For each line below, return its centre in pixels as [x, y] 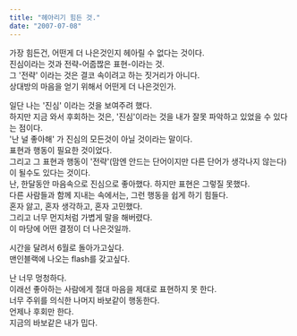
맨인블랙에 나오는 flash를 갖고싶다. [70, 258]
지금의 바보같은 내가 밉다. [54, 323]
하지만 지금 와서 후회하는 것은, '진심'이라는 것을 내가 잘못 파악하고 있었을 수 [140, 116]
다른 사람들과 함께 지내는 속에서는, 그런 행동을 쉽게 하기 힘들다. [119, 194]
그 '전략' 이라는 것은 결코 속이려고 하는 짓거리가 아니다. [105, 75]
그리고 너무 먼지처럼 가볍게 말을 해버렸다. [81, 217]
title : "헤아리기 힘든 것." [55, 17]
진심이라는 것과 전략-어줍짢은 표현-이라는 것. [87, 64]
